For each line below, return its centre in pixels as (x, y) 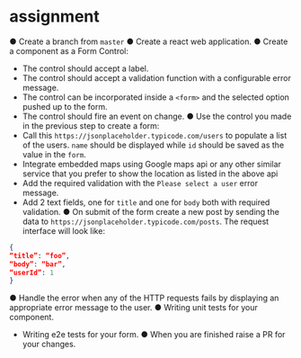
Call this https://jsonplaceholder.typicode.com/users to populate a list (155, 135)
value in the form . (54, 154)
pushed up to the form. (65, 106)
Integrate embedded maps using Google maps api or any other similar (151, 164)
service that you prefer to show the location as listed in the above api (150, 174)
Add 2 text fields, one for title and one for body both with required (146, 202)
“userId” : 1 (31, 273)
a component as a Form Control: (69, 50)
